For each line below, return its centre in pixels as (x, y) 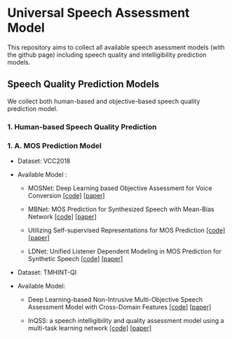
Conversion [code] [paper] (66, 195)
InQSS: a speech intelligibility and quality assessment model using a (126, 320)
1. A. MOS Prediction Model (54, 145)
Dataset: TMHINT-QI (47, 272)
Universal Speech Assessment (98, 13)
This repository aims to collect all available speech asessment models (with (116, 47)
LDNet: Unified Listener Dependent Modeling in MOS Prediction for (125, 251)
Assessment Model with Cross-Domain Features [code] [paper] (120, 307)
